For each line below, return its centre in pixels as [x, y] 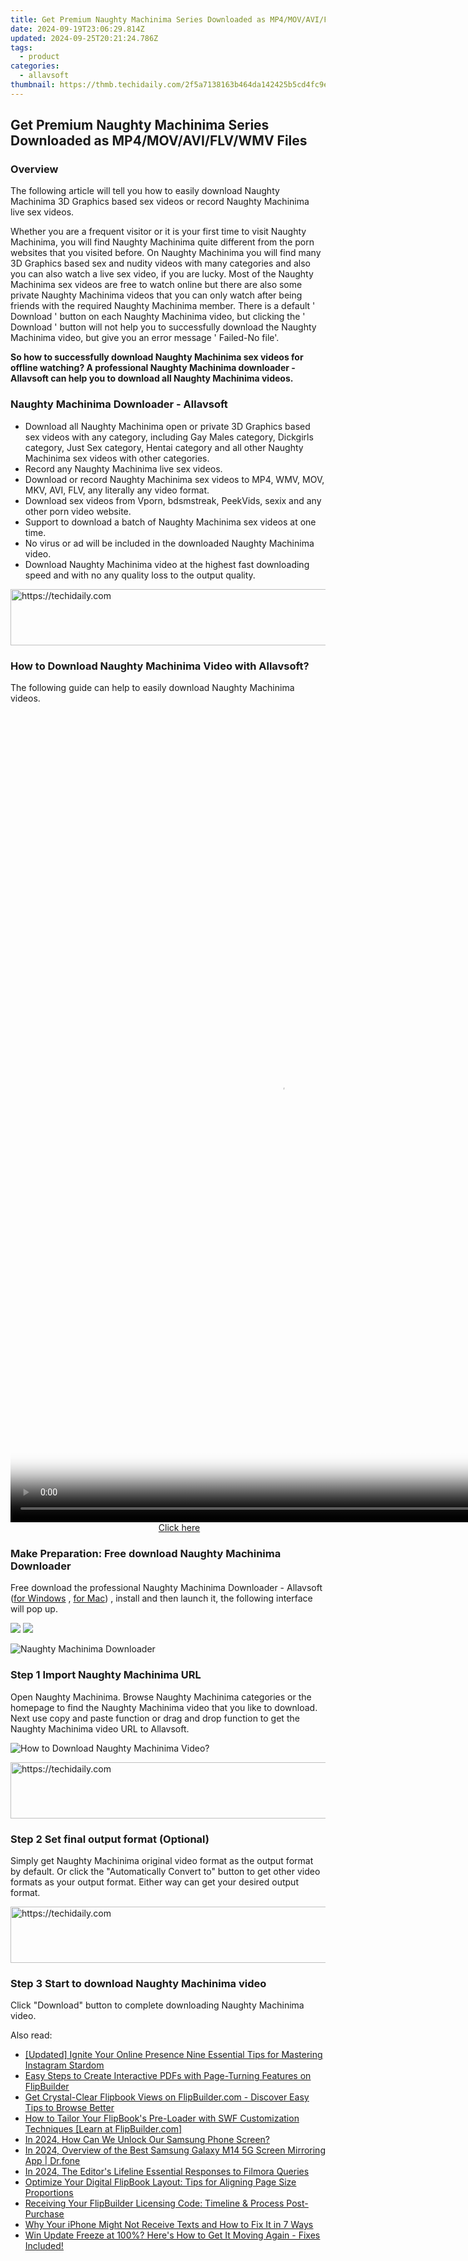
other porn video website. [78, 511]
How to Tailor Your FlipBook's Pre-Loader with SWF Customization [162, 2118]
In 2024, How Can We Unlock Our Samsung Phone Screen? [147, 2140]
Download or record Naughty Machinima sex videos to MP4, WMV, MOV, [174, 479]
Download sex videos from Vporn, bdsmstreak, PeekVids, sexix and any [173, 500]
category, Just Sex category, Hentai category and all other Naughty [164, 447]
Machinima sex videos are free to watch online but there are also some [156, 285]
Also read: [31, 2035]
